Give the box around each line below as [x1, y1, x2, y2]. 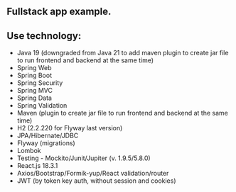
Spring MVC [16, 86, 53, 95]
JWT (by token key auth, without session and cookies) [16, 176, 176, 185]
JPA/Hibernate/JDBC [16, 131, 79, 140]
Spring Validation [16, 101, 68, 110]
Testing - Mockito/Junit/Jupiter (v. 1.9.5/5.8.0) [16, 154, 151, 162]
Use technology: [6, 30, 82, 42]
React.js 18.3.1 [16, 162, 58, 170]
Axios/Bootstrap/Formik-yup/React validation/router [16, 169, 169, 178]
